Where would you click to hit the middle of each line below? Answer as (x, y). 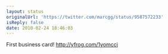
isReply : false (25, 22)
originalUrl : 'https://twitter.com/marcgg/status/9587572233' (85, 17)
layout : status (25, 11)
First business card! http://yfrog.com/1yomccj (62, 45)
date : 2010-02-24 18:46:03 (40, 28)
